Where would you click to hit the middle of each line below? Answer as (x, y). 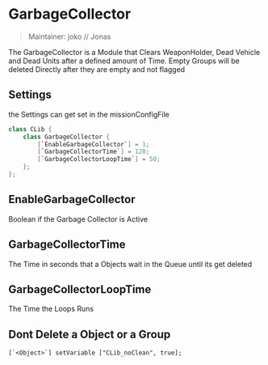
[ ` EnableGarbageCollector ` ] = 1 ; (94, 144)
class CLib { (30, 129)
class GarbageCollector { (67, 137)
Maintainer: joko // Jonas (69, 36)
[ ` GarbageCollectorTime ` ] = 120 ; (94, 152)
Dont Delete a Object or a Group (90, 334)
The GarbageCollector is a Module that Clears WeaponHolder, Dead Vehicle (134, 52)
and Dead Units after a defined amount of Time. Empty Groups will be (124, 61)
